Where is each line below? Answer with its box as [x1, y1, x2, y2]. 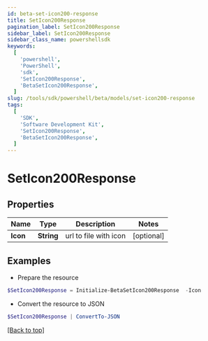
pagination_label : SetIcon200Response [7, 23, 120, 30]
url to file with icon [65, 231, 126, 241]
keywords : [7, 43, 36, 50]
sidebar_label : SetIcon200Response [7, 29, 111, 37]
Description [75, 219, 116, 229]
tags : [7, 102, 23, 109]
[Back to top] [7, 326, 45, 334]
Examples [7, 255, 51, 267]
